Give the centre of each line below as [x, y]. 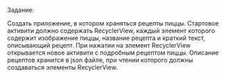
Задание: [21, 10]
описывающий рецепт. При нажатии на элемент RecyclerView [99, 45]
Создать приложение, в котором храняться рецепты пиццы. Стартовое [113, 23]
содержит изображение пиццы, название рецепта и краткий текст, [106, 38]
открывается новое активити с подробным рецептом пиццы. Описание [113, 52]
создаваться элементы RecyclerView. [62, 67]
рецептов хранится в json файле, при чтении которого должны [100, 60]
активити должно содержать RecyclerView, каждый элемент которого [111, 31]
